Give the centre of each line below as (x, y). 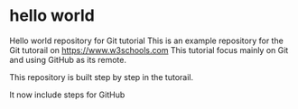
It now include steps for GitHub (67, 95)
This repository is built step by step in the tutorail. (102, 77)
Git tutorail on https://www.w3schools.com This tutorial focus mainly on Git (149, 50)
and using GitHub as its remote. (68, 59)
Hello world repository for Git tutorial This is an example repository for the (147, 41)
